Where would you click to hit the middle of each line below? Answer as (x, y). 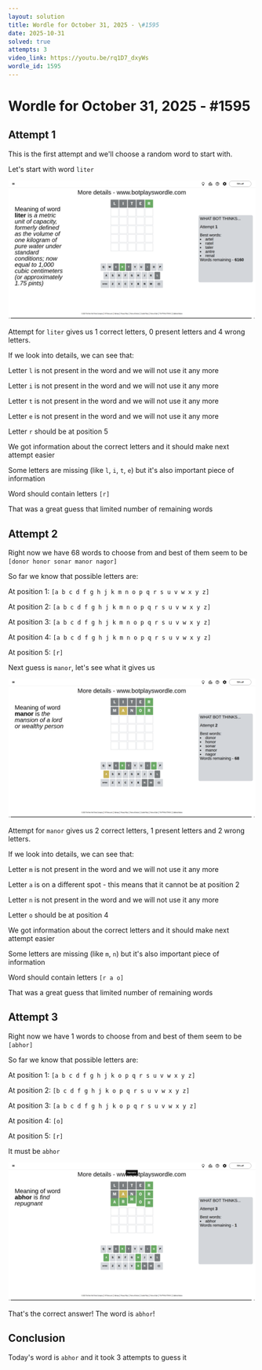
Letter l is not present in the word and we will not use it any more (114, 371)
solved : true (29, 42)
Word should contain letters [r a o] (66, 977)
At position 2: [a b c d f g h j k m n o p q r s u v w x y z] (109, 607)
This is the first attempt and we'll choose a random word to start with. (120, 154)
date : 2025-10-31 (36, 33)
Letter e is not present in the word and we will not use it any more (114, 416)
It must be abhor (34, 1151)
